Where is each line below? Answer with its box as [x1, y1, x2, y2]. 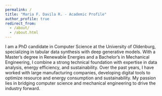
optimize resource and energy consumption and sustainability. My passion [5, 75, 156, 81]
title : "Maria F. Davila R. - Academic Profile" [5, 12, 107, 17]
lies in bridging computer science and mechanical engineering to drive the [5, 80, 156, 86]
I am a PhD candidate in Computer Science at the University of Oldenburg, [5, 44, 156, 49]
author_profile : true [5, 16, 50, 21]
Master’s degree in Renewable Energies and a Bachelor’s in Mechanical [5, 54, 150, 60]
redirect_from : [5, 21, 36, 26]
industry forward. [5, 86, 40, 91]
